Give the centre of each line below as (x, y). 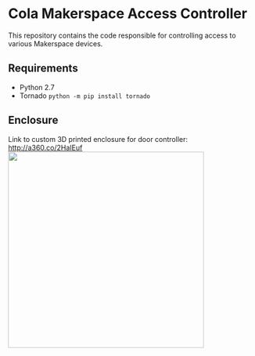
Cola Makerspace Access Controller (128, 14)
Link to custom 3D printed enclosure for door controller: (98, 139)
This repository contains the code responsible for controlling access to (122, 35)
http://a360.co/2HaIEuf (45, 147)
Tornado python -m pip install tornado (85, 96)
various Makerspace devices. (56, 43)
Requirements (43, 69)
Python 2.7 (37, 87)
